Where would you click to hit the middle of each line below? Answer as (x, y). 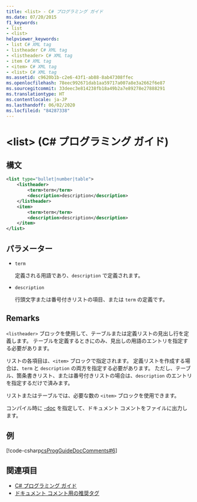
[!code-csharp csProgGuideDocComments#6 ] (62, 451)
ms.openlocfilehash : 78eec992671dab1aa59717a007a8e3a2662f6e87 (86, 83)
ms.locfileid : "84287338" (38, 111)
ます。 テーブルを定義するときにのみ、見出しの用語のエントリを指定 (100, 341)
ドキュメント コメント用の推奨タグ (57, 493)
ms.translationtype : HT (35, 94)
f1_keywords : (22, 22)
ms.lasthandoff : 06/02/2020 (41, 105)
